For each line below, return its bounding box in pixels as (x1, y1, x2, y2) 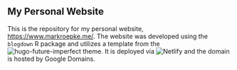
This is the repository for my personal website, (7, 24, 144, 33)
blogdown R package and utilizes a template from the (7, 39, 160, 48)
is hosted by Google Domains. (7, 54, 96, 63)
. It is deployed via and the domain (100, 47, 230, 55)
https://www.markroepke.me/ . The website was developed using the (7, 32, 209, 40)
